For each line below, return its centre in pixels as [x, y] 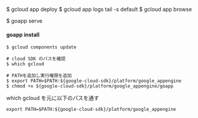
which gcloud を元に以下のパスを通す [53, 98]
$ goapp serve [24, 21]
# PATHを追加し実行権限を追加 [39, 76]
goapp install [23, 34]
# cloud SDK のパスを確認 [36, 59]
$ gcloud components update [42, 47]
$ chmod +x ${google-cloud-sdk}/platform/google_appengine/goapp [90, 86]
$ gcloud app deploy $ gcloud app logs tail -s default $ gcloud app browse [99, 9]
